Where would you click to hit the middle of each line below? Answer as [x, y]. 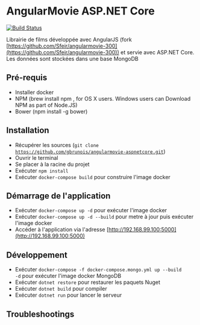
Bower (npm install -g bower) [51, 111]
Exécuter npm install [42, 171]
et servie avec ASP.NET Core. [157, 52]
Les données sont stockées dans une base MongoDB [72, 58]
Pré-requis [27, 77]
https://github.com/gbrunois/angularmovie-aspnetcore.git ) [90, 151]
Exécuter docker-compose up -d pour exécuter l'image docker [91, 210]
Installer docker [34, 92]
